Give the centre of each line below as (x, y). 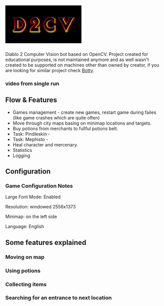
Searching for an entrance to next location (59, 298)
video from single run (32, 83)
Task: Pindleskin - (31, 134)
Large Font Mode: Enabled (33, 197)
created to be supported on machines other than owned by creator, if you (82, 65)
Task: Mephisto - (30, 139)
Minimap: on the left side (31, 217)
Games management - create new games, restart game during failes (84, 112)
